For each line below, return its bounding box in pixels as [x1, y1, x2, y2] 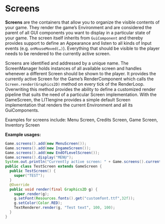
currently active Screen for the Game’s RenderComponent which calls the [5, 76, 154, 82]
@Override [9, 182, 29, 187]
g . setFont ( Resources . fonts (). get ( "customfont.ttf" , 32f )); [14, 196, 135, 201]
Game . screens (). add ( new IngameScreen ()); [5, 146, 91, 151]
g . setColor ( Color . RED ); [14, 200, 63, 206]
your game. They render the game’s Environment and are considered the [5, 24, 152, 30]
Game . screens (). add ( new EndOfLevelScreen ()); [5, 150, 100, 155]
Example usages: [5, 131, 41, 137]
